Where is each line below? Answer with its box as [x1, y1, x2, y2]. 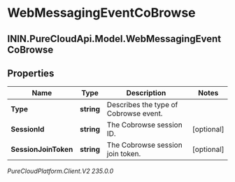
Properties [7, 67, 55, 79]
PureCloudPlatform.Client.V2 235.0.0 [7, 167, 114, 176]
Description [126, 88, 166, 98]
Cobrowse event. [106, 108, 163, 118]
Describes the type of [106, 100, 178, 110]
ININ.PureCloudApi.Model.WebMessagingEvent [7, 33, 222, 45]
